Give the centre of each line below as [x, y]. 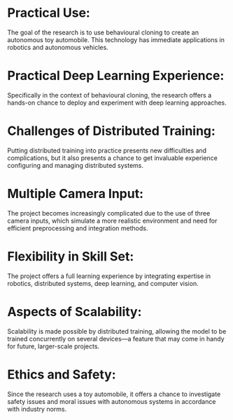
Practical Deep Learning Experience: [116, 76]
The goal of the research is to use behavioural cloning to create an [103, 32]
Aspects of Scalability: [75, 311]
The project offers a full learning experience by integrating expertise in [109, 276]
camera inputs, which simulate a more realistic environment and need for [112, 221]
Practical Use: [49, 13]
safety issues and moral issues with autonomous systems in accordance [112, 401]
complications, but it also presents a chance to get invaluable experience [113, 158]
